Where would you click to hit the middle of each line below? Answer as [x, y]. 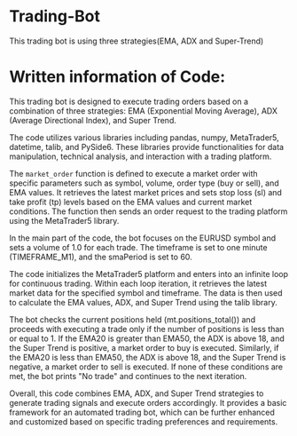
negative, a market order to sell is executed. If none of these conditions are [146, 367]
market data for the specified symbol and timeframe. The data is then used [146, 293]
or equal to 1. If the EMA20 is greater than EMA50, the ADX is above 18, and [147, 338]
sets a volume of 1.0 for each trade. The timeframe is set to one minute [138, 247]
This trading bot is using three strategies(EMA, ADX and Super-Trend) [137, 41]
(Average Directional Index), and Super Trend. [93, 120]
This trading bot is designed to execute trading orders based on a [129, 101]
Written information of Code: [117, 77]
